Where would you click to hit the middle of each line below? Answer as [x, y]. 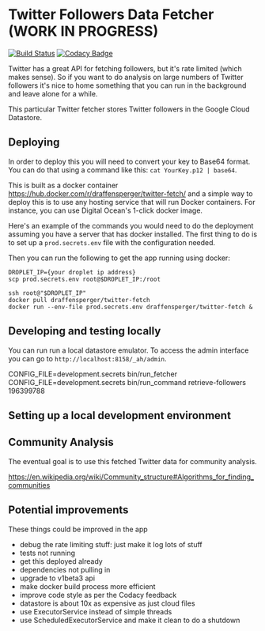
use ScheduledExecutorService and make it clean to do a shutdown [130, 620]
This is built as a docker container [63, 185]
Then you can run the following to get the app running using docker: [119, 258]
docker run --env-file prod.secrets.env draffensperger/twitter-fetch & [131, 307]
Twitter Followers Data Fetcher [111, 15]
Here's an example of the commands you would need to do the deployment [131, 225]
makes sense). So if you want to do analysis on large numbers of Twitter [126, 77]
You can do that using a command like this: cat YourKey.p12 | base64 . [123, 170]
